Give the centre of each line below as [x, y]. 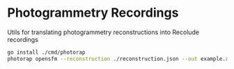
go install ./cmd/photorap [46, 52]
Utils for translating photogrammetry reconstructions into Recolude [103, 32]
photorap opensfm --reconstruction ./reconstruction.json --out [102, 59]
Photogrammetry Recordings [93, 13]
